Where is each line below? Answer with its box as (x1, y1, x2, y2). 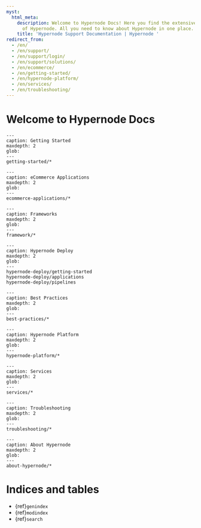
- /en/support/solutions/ (11, 59, 77, 65)
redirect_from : (6, 37, 44, 43)
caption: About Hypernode (6, 442, 71, 448)
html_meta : (11, 14, 39, 20)
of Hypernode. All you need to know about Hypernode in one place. (22, 25, 194, 32)
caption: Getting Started (6, 137, 71, 144)
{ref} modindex (14, 509, 48, 516)
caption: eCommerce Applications (6, 174, 90, 180)
